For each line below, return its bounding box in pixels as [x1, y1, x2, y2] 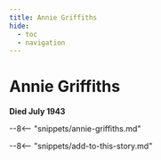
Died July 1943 [9, 106, 66, 117]
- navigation [17, 38, 66, 47]
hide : [9, 21, 29, 30]
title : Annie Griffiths [9, 13, 98, 22]
